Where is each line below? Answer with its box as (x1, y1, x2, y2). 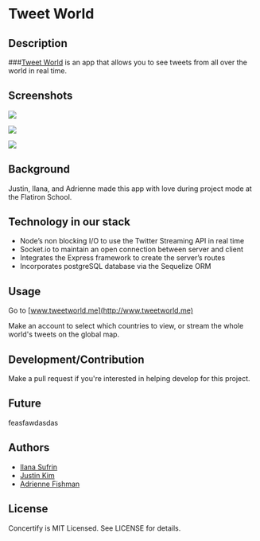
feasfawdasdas (8, 418, 58, 427)
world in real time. (8, 66, 68, 76)
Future (8, 397, 42, 411)
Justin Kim (19, 470, 55, 480)
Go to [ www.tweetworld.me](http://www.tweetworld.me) (8, 306, 193, 315)
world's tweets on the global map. (8, 329, 120, 339)
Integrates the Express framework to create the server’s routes (19, 253, 226, 263)
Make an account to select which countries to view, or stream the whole (8, 321, 244, 331)
